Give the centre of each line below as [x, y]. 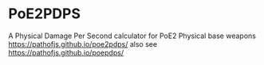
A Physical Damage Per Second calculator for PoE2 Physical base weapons [132, 36]
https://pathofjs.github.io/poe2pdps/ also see [83, 44]
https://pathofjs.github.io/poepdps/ [66, 52]
